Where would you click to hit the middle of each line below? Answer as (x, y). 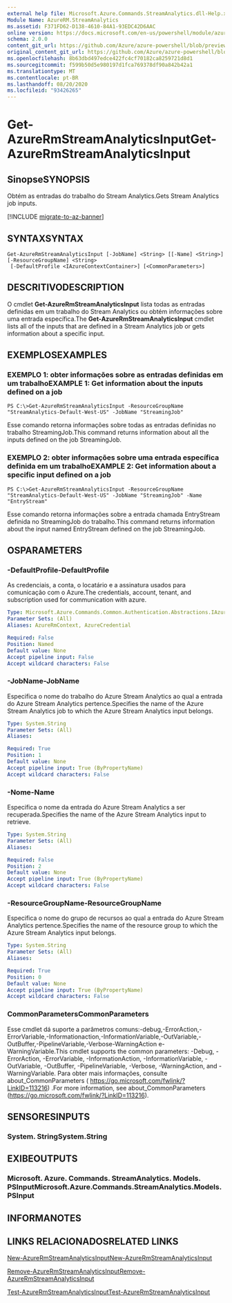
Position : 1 (24, 755)
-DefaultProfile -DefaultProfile (58, 570)
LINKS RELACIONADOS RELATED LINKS (93, 1242)
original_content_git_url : (46, 52)
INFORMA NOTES (44, 1218)
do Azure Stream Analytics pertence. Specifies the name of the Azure (105, 703)
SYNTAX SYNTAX (46, 238)
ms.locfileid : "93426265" (44, 90)
